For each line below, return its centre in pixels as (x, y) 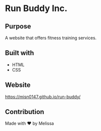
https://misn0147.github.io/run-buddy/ (43, 97)
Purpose (18, 26)
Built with (20, 53)
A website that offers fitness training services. (51, 38)
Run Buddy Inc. (36, 8)
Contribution (25, 112)
